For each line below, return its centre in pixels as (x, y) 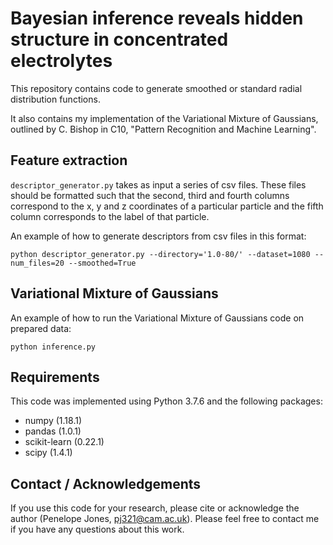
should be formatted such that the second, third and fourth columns (150, 195)
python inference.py (53, 347)
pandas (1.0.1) (53, 431)
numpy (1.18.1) (53, 421)
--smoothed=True (102, 263)
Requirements (55, 377)
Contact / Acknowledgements (106, 483)
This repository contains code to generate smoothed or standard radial (156, 88)
